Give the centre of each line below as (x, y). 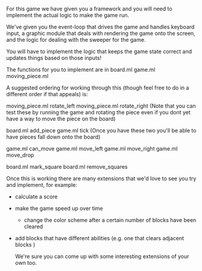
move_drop (20, 155)
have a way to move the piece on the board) (61, 119)
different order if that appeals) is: (47, 94)
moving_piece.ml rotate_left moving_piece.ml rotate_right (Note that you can (101, 106)
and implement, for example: (42, 185)
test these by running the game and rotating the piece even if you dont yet (99, 112)
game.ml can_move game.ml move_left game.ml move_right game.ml (92, 149)
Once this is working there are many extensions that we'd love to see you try (101, 178)
